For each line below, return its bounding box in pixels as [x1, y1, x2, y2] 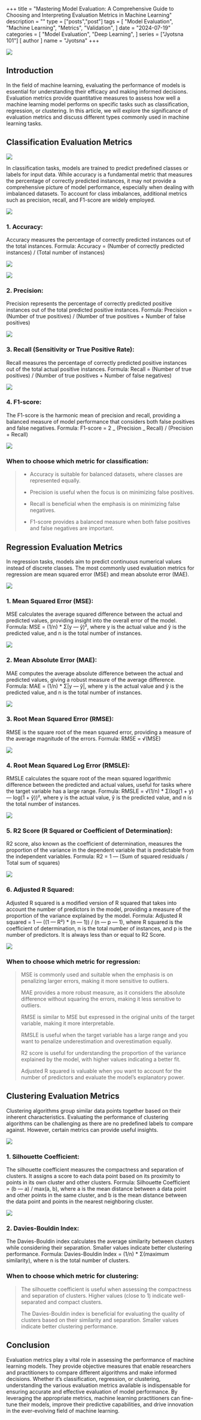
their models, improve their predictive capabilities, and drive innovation [19, 1401, 193, 1408]
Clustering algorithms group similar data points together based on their [6, 1107, 181, 1114]
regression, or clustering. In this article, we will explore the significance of [6, 107, 188, 114]
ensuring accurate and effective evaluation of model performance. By [6, 1388, 178, 1395]
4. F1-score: [6, 398, 42, 406]
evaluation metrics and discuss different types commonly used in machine [6, 113, 190, 121]
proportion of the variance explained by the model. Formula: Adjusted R [6, 912, 182, 919]
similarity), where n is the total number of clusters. [6, 1257, 130, 1264]
